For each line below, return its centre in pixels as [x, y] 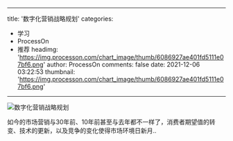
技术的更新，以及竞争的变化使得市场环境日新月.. [88, 131]
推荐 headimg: [38, 49]
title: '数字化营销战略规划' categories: [60, 19]
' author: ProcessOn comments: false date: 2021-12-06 [122, 64]
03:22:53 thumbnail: [46, 72]
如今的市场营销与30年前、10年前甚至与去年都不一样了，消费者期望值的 [109, 122]
